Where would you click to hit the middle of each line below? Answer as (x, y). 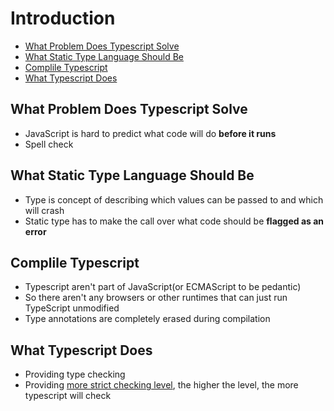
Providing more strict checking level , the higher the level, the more (161, 385)
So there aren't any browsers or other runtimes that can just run (156, 298)
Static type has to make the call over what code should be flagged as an (174, 221)
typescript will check (68, 396)
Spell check (49, 144)
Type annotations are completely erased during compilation (147, 319)
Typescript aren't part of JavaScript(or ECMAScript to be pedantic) (163, 287)
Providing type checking (75, 374)
